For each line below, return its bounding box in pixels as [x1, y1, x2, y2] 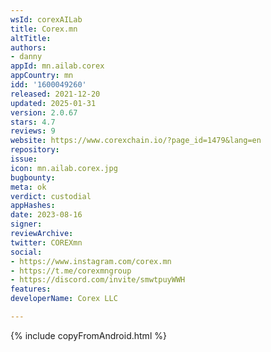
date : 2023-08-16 [10, 210, 83, 220]
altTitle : [10, 33, 52, 43]
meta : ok [10, 182, 47, 192]
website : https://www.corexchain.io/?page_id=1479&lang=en [10, 136, 262, 146]
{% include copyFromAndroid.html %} [10, 329, 167, 341]
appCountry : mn [10, 71, 74, 81]
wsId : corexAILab [10, 14, 83, 25]
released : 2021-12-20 [10, 89, 101, 99]
